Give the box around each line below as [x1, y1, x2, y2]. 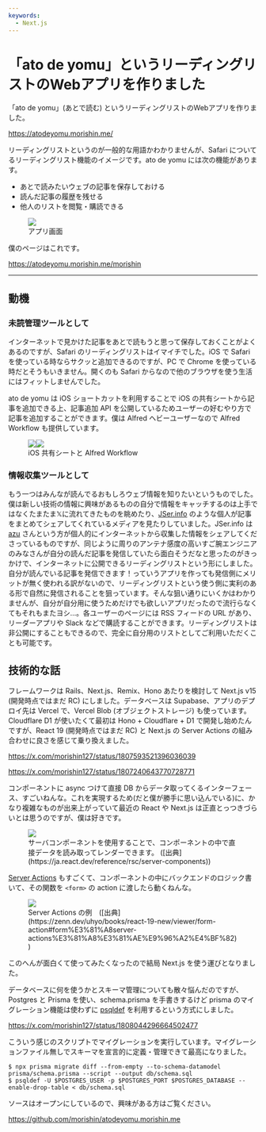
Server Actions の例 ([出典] [28, 908, 121, 917]
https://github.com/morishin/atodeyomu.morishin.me [8, 1115, 180, 1124]
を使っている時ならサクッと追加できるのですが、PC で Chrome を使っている [8, 357, 257, 366]
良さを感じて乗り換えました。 [35, 735, 133, 746]
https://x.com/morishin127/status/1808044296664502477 [8, 1021, 199, 1030]
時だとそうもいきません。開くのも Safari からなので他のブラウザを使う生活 [8, 366, 253, 377]
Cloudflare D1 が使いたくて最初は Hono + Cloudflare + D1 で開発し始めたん [8, 716, 252, 726]
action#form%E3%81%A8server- [28, 925, 137, 934]
